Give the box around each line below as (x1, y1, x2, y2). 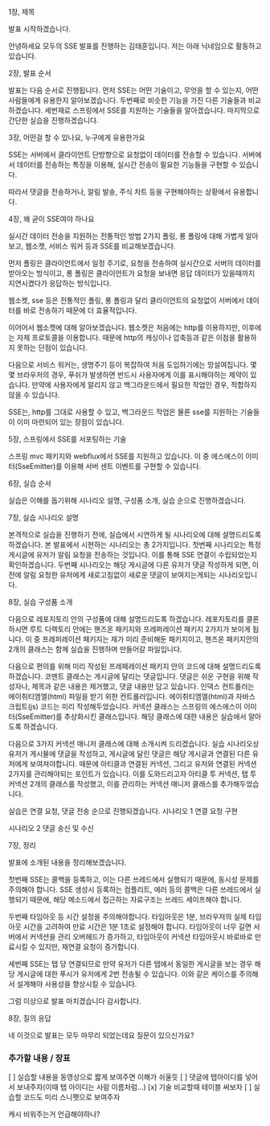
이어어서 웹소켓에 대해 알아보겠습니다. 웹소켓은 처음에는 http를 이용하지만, (8, 323, 240, 332)
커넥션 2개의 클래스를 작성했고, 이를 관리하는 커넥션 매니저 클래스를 (8, 779, 219, 788)
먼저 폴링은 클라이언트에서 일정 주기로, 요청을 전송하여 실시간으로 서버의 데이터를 (8, 258, 262, 268)
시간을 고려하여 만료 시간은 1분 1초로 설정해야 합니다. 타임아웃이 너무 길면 (22, 922, 252, 931)
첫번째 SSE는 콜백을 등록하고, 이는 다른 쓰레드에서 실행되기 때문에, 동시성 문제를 (8, 875, 260, 884)
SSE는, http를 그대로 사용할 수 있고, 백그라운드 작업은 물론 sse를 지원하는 (8, 407, 239, 417)
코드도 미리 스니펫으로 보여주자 (22, 1092, 121, 1102)
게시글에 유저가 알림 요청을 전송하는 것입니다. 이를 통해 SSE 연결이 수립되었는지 (8, 550, 257, 559)
